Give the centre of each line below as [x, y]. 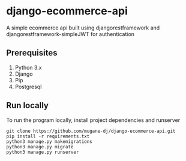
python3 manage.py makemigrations [49, 141]
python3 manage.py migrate [40, 147]
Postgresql [28, 87]
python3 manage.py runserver [43, 152]
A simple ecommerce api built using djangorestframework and [83, 28]
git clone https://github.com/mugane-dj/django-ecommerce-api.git [91, 131]
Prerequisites [32, 53]
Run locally [28, 105]
